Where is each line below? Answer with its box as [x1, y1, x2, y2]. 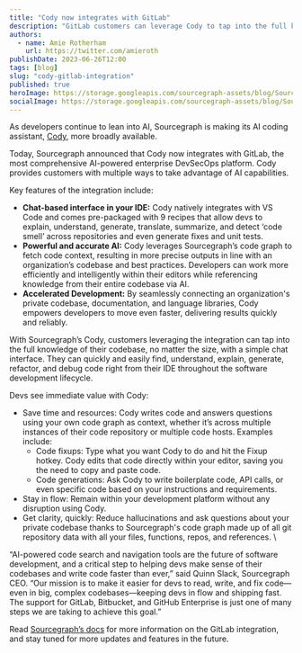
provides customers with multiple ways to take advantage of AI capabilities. [9, 167, 289, 178]
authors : [9, 30, 42, 39]
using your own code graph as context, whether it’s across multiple [22, 417, 271, 428]
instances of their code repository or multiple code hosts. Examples [22, 426, 273, 437]
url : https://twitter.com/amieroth [25, 47, 159, 56]
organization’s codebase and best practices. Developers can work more [22, 260, 289, 271]
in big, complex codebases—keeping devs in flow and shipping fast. [29, 587, 282, 598]
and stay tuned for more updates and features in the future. [9, 633, 229, 644]
